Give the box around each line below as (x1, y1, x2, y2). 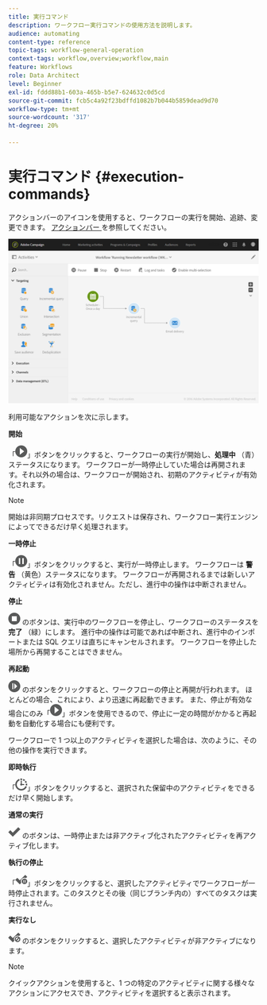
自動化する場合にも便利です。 (21, 718, 119, 728)
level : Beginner (8, 79, 62, 87)
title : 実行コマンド (8, 13, 69, 21)
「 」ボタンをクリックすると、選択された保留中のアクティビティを (8, 783, 235, 792)
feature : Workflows (8, 64, 73, 72)
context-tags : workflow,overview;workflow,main (8, 55, 169, 63)
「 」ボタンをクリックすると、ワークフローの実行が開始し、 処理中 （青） (8, 450, 259, 459)
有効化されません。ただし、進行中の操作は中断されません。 (56, 579, 251, 589)
